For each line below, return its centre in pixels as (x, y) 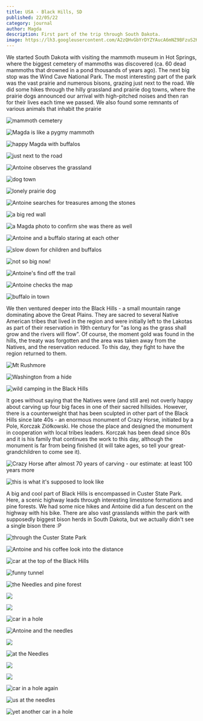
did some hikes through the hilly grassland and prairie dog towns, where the (101, 89)
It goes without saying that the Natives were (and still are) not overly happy (100, 400)
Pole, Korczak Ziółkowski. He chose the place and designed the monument (99, 426)
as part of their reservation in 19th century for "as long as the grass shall (96, 327)
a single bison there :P (34, 526)
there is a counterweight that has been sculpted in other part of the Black (97, 413)
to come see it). (62, 452)
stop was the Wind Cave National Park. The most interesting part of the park (101, 77)
